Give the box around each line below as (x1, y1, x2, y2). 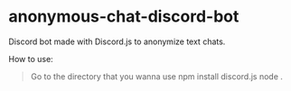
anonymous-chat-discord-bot (8, 6, 239, 27)
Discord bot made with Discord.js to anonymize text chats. (8, 36, 226, 47)
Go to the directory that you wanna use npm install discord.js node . (30, 70, 284, 82)
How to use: (8, 53, 53, 64)
